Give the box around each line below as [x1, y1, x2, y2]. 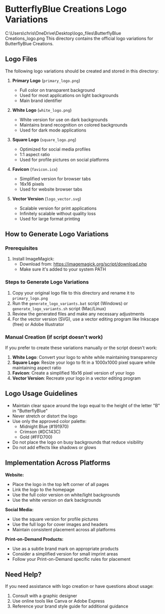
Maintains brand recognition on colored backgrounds [19, 122, 128, 128]
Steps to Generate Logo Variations [5, 279, 89, 286]
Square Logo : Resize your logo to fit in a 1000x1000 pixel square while [12, 359, 156, 365]
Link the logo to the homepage [12, 486, 75, 492]
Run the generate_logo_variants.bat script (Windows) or [12, 300, 128, 306]
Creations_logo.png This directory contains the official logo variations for [5, 35, 154, 41]
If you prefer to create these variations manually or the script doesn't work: [5, 345, 158, 351]
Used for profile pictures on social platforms [19, 157, 109, 162]
